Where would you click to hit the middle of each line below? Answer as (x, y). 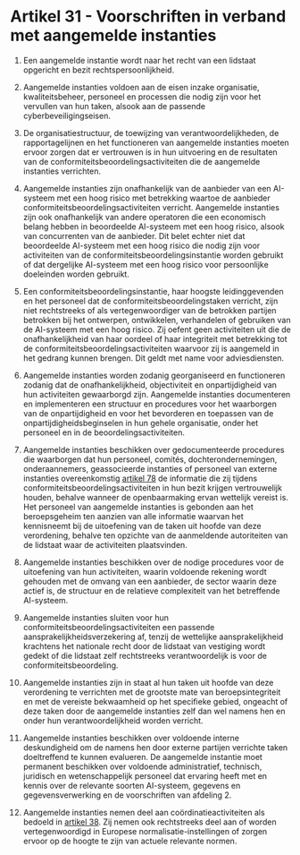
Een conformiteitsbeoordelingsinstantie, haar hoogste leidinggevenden (153, 291)
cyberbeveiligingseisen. (67, 115)
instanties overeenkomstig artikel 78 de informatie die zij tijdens (140, 478)
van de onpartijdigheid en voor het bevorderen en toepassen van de (148, 413)
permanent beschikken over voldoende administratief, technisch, (142, 766)
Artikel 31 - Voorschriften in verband (148, 17)
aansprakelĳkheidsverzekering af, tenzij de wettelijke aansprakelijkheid (153, 637)
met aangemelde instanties (113, 35)
